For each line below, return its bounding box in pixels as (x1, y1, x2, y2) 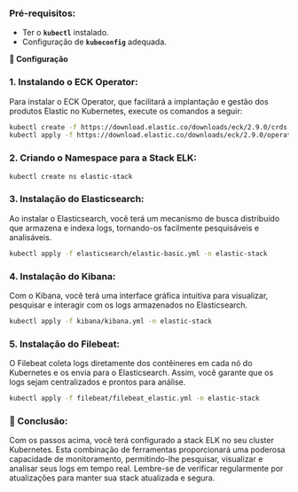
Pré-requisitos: (9, 7, 76, 20)
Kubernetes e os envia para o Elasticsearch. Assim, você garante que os (9, 367, 274, 379)
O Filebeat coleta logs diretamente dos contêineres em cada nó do (9, 358, 253, 369)
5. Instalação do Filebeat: (9, 338, 120, 350)
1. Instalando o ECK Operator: (9, 76, 138, 89)
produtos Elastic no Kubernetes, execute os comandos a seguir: (9, 105, 243, 116)
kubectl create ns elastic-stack (9, 172, 133, 181)
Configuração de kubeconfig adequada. (21, 36, 167, 47)
